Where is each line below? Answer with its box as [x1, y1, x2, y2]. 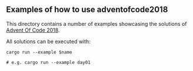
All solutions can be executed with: [6, 38, 91, 45]
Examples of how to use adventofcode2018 [6, 5, 168, 15]
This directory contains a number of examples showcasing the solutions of [6, 20, 187, 27]
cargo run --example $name [6, 49, 72, 55]
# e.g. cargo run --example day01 [6, 59, 91, 65]
